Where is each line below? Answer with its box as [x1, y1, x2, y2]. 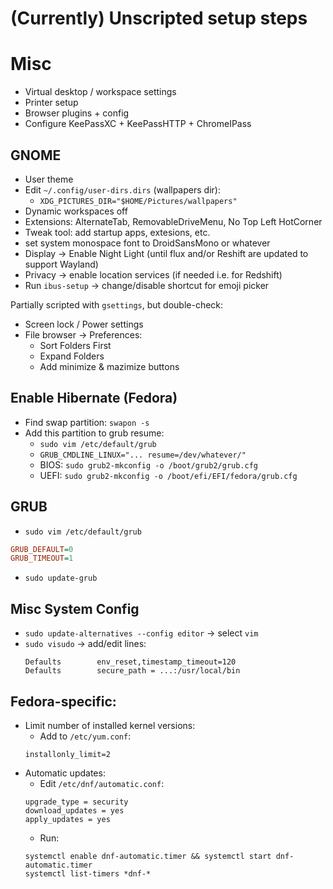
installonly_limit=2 [24, 749, 111, 759]
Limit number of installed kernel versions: [24, 719, 196, 731]
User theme [24, 173, 74, 185]
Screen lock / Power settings [24, 318, 144, 330]
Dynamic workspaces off [24, 205, 128, 217]
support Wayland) [24, 258, 99, 270]
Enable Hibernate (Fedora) [10, 390, 178, 407]
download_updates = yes [24, 805, 125, 816]
